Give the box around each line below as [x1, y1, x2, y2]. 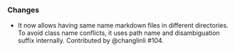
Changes [7, 5, 40, 15]
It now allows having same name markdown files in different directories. [17, 21, 229, 30]
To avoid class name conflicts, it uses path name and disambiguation [17, 28, 220, 37]
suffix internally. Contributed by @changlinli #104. [17, 36, 164, 45]
